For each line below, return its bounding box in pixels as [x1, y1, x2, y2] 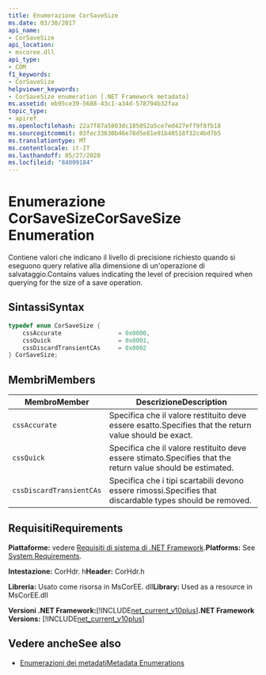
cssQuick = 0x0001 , [22, 336, 150, 344]
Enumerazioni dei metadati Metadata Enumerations [19, 658, 184, 667]
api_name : [8, 26, 41, 34]
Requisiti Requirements [8, 521, 123, 535]
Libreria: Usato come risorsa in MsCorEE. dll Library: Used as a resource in [8, 582, 253, 591]
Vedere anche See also [8, 637, 121, 650]
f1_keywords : [8, 70, 51, 78]
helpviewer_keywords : [8, 85, 80, 93]
